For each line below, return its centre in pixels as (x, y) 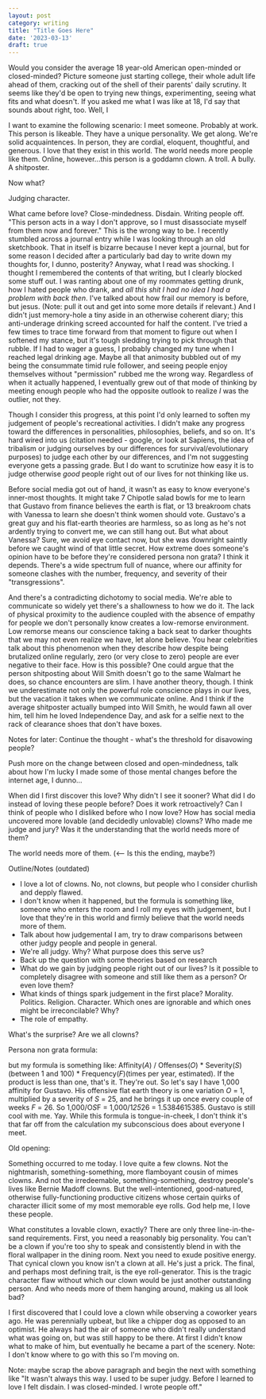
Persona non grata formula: (53, 1050)
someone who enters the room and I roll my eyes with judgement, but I (135, 910)
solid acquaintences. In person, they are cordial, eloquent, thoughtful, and (129, 142)
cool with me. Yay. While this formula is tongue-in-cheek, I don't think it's (128, 1116)
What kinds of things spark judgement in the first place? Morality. (127, 994)
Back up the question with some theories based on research (118, 960)
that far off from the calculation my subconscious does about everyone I (126, 1124)
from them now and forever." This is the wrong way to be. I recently (118, 230)
